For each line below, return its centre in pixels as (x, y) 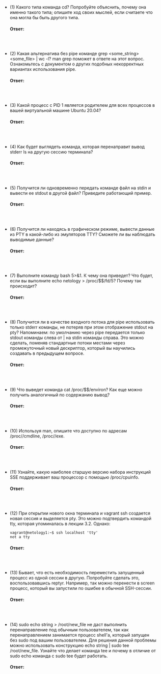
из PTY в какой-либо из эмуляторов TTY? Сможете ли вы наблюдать (82, 234)
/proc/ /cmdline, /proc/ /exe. (37, 436)
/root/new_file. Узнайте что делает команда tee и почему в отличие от (83, 650)
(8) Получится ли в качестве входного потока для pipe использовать (82, 322)
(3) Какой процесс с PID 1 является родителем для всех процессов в (82, 105)
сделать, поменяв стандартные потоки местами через (67, 343)
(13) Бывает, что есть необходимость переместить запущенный (77, 573)
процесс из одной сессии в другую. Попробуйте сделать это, (75, 578)
